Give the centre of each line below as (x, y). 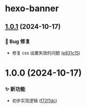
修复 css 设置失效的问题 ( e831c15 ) (46, 53)
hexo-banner (32, 9)
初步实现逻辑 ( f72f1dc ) (34, 101)
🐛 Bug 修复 (18, 41)
